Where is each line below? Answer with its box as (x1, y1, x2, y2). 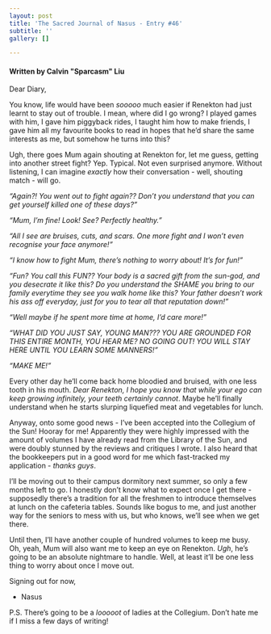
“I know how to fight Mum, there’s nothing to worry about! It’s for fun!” (9, 255, 244, 265)
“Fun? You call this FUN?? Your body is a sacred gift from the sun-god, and (9, 271, 261, 281)
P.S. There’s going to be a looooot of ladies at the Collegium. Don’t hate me (9, 607, 259, 618)
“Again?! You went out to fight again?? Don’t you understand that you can (9, 191, 255, 201)
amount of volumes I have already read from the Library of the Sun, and (9, 435, 248, 445)
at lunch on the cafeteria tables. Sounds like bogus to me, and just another (9, 502, 256, 512)
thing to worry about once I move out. (9, 561, 135, 570)
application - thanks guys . (9, 461, 96, 471)
